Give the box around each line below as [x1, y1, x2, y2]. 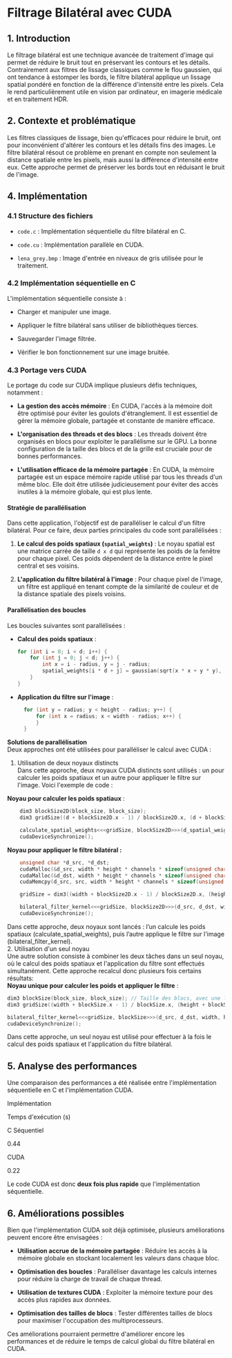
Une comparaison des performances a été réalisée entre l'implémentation [7, 1079, 217, 1087]
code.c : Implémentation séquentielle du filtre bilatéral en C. [17, 227, 186, 235]
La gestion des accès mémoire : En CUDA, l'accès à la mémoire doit [17, 402, 213, 410]
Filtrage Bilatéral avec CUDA [7, 5, 173, 21]
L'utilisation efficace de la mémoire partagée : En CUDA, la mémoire [17, 466, 215, 474]
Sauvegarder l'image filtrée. [17, 334, 97, 342]
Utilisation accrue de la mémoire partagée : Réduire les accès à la [17, 1246, 208, 1255]
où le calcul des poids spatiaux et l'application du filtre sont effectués [7, 959, 205, 968]
